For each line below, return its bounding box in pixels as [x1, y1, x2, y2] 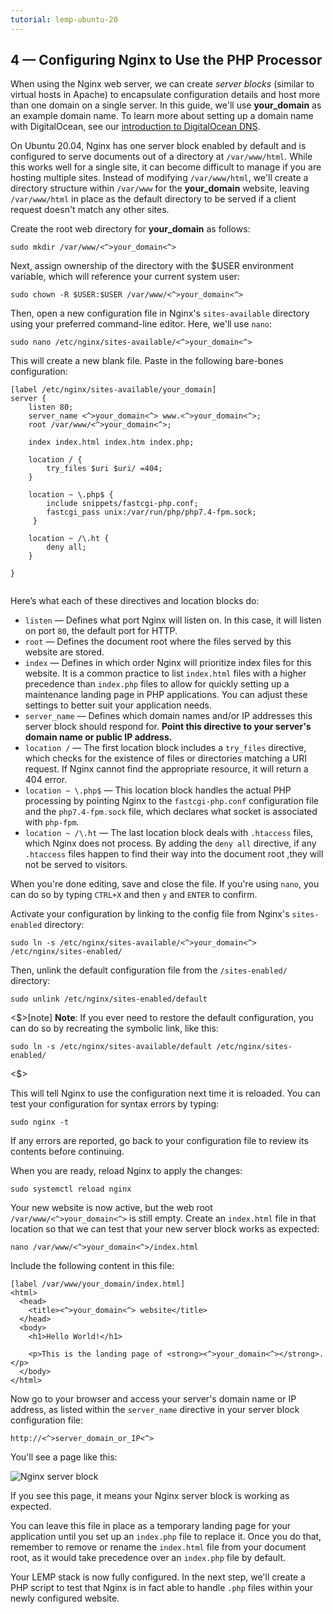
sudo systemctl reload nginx [10, 1184, 132, 1195]
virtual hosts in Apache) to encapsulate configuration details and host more [10, 89, 321, 101]
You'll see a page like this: [10, 1451, 118, 1463]
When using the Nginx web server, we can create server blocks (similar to [10, 78, 315, 90]
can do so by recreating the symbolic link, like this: [10, 1022, 219, 1035]
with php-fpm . [24, 816, 80, 828]
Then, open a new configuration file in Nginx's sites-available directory [10, 307, 310, 320]
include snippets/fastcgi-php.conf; [46, 499, 199, 509]
